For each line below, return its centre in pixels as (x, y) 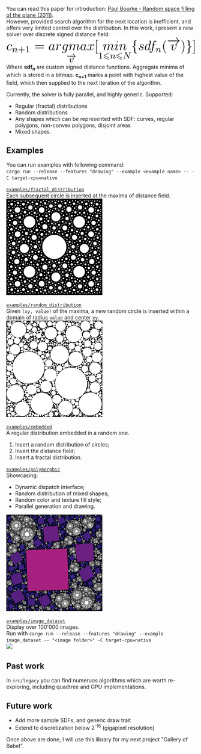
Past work (25, 666)
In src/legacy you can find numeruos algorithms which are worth (86, 681)
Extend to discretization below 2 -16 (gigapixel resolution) (85, 727)
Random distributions (41, 112)
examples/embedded (29, 427)
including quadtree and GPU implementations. (89, 687)
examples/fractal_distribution (45, 190)
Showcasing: (22, 475)
